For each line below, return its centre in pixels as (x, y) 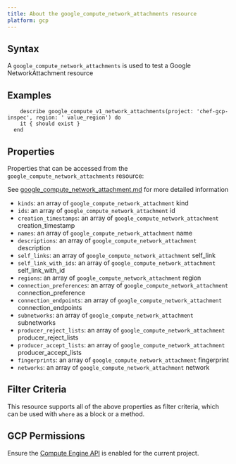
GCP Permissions (46, 436)
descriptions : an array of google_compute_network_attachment (107, 240)
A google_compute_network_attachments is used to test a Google (99, 66)
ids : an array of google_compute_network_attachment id (97, 210)
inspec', (20, 118)
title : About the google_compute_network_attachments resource (102, 14)
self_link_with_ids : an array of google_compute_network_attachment (117, 263)
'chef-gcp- (212, 112)
